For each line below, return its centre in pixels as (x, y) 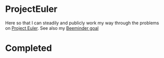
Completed (29, 48)
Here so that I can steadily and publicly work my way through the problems (82, 23)
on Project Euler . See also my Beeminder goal (52, 28)
